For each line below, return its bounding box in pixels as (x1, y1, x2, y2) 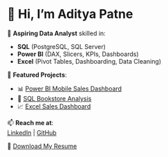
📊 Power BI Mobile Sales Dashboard (17, 84, 122, 93)
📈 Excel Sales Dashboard (17, 102, 91, 110)
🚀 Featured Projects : (7, 71, 67, 79)
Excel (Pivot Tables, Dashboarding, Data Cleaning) (17, 57, 161, 65)
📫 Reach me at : (7, 118, 54, 127)
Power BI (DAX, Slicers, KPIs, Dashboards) (17, 50, 139, 58)
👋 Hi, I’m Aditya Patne (7, 6, 133, 22)
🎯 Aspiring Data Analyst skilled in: (7, 29, 106, 37)
